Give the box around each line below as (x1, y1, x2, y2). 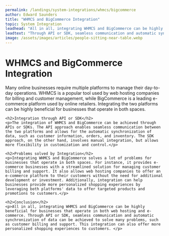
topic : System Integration (5, 21, 62, 27)
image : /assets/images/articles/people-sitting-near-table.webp (5, 36, 143, 41)
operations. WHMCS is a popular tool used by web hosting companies (14, 90, 159, 96)
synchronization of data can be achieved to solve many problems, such (5, 217, 158, 222)
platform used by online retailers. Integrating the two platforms (28, 100, 158, 106)
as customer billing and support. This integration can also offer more (5, 221, 161, 227)
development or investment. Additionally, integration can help (5, 178, 143, 183)
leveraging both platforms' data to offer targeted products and (5, 186, 145, 192)
